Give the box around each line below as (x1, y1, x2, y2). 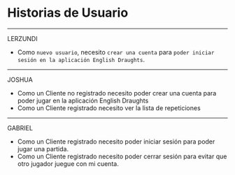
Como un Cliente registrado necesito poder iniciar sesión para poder (17, 137, 215, 146)
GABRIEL (7, 123, 34, 132)
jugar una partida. (17, 144, 69, 153)
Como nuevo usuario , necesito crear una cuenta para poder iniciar (17, 47, 215, 56)
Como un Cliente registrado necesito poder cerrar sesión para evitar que (17, 152, 227, 160)
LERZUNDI (7, 34, 38, 43)
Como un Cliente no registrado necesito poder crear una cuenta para (17, 89, 217, 97)
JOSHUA (7, 75, 33, 84)
